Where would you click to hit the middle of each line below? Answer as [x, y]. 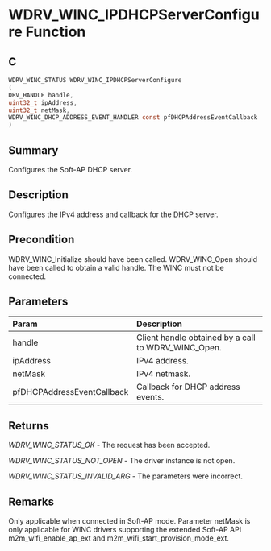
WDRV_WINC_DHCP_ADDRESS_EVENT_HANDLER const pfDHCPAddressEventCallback [133, 118]
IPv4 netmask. [164, 374]
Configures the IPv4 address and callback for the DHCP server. [114, 214]
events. [150, 397]
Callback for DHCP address [188, 387]
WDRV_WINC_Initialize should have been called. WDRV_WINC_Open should [133, 259]
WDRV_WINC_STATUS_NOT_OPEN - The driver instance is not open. [122, 461]
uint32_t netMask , [39, 110]
